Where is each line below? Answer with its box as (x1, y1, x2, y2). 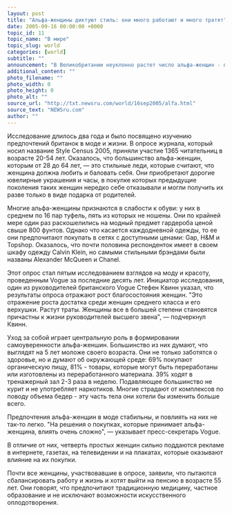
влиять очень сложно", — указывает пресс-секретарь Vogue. (37, 427, 221, 436)
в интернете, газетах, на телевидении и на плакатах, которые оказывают (7, 448, 223, 456)
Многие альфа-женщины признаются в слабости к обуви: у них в (7, 204, 200, 212)
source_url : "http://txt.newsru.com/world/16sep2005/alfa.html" (7, 100, 196, 107)
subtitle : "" (7, 55, 45, 62)
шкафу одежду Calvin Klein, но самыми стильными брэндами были (7, 248, 206, 256)
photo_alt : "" (7, 94, 48, 101)
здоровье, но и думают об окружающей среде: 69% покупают (7, 355, 193, 363)
